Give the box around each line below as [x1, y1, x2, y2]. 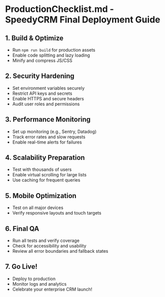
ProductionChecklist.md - [5, 3, 114, 15]
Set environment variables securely [12, 85, 85, 91]
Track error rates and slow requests [12, 134, 86, 140]
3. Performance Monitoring [5, 115, 91, 124]
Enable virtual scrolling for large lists [12, 172, 87, 178]
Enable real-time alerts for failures [12, 139, 82, 145]
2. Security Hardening [5, 72, 75, 80]
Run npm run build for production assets [12, 47, 96, 53]
